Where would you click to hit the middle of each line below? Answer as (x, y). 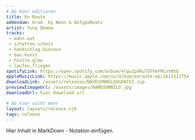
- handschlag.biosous (35, 50)
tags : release (23, 114)
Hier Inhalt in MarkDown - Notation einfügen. (60, 131)
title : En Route (26, 17)
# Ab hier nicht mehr (32, 103)
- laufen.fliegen (29, 66)
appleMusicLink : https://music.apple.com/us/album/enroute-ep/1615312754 (98, 76)
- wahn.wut (22, 38)
